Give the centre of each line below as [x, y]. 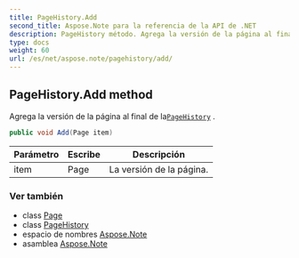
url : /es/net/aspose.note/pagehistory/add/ [91, 59]
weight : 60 [29, 51]
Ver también [36, 196]
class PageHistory [55, 224]
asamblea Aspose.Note [65, 243]
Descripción [158, 154]
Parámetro [36, 154]
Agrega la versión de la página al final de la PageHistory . [112, 116]
